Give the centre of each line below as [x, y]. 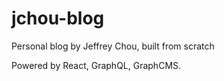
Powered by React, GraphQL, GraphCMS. [96, 65]
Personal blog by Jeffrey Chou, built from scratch [113, 46]
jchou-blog [58, 18]
